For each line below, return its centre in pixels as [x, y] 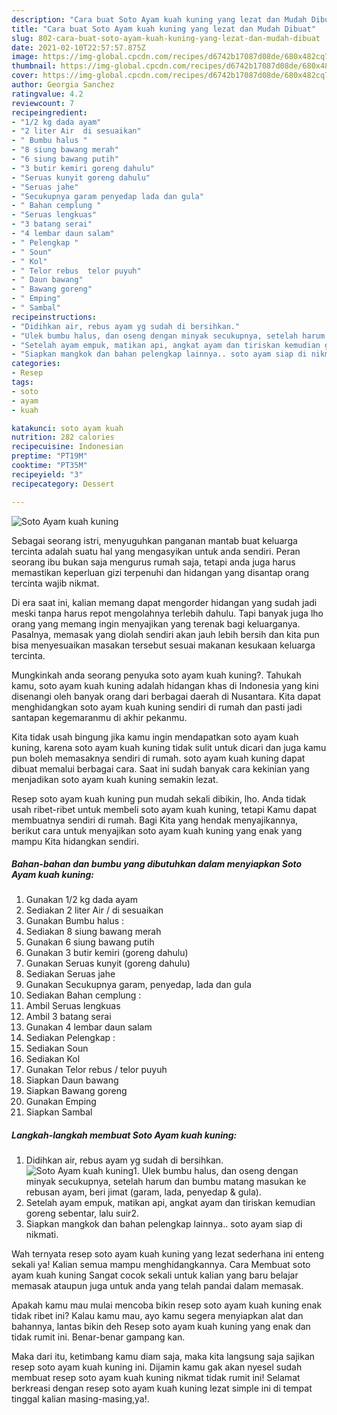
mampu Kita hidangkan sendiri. [75, 841]
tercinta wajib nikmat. [55, 583]
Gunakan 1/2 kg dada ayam [81, 900]
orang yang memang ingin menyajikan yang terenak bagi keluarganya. [156, 623]
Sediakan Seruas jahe [70, 974]
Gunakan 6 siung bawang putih [90, 942]
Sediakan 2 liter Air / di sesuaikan [94, 910]
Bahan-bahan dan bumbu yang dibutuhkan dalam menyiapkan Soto [157, 864]
